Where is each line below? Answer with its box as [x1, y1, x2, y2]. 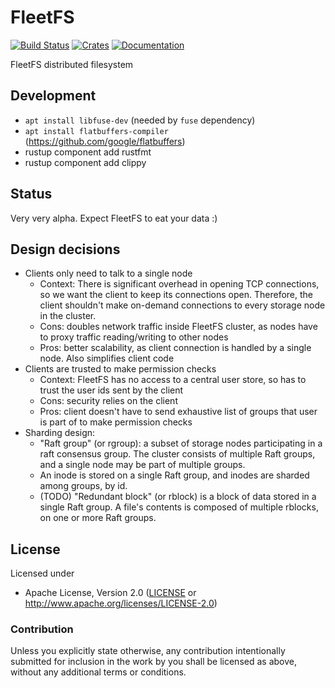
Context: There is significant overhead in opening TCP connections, [39, 278, 320, 290]
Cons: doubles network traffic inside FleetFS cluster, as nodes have [39, 321, 318, 333]
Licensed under [10, 567, 75, 580]
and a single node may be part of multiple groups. [39, 459, 246, 471]
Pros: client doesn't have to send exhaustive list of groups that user [39, 406, 318, 418]
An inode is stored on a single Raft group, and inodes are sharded [39, 469, 310, 481]
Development [10, 87, 97, 105]
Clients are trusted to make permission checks [24, 363, 217, 375]
